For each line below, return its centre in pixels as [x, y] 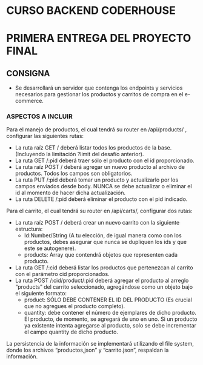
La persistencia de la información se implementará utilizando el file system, [100, 344]
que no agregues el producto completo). [75, 306]
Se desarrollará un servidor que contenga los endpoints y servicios [99, 88]
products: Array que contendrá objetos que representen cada [101, 255]
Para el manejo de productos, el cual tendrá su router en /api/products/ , [96, 130]
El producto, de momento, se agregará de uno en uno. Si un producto [111, 319]
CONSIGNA [28, 73]
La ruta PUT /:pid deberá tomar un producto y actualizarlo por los [97, 180]
